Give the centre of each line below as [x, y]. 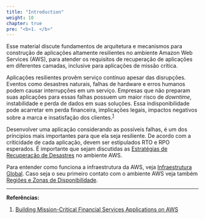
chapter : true [24, 23]
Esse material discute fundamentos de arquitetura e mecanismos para [94, 46]
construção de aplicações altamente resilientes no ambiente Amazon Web [100, 53]
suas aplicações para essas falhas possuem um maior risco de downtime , [99, 97]
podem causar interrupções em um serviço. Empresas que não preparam [99, 91]
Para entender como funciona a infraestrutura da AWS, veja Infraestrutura [99, 167]
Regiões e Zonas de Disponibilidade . [52, 180]
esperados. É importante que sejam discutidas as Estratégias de [87, 149]
